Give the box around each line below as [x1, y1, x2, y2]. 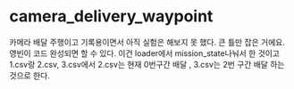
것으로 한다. [9, 69, 51, 81]
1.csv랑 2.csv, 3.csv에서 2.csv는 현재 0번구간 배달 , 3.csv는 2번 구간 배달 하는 [9, 59, 285, 69]
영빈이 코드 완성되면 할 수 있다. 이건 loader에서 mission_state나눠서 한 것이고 [9, 47, 280, 59]
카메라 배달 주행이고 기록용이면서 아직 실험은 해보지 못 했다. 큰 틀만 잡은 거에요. [9, 36, 286, 47]
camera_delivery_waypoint [9, 6, 214, 27]
